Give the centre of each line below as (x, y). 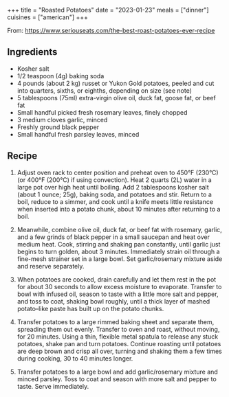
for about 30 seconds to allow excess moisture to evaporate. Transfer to (119, 286)
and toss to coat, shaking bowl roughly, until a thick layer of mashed (113, 301)
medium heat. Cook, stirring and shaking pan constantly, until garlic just (119, 244)
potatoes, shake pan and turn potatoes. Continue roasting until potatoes (119, 343)
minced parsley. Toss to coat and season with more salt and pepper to (117, 379)
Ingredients (32, 52)
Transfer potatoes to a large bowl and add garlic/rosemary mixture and (117, 372)
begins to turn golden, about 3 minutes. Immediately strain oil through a (118, 251)
